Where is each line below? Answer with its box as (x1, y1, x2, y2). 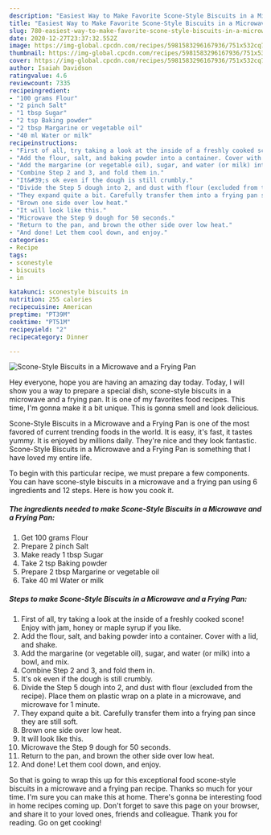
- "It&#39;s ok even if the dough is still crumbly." (9, 176, 194, 185)
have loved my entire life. (9, 453, 92, 463)
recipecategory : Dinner (9, 333, 89, 341)
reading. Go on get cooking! (9, 818, 102, 828)
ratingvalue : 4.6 (9, 72, 68, 80)
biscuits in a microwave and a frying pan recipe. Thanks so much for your (9, 784, 253, 793)
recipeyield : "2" (9, 325, 68, 334)
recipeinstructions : (9, 138, 79, 147)
